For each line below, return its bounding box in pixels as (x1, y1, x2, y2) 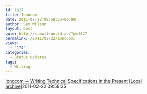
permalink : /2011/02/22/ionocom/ (5, 36, 76, 41)
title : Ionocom (5, 12, 38, 17)
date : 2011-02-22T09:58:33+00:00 (5, 17, 76, 22)
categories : (5, 50, 30, 55)
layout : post (5, 26, 33, 32)
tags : (5, 59, 17, 65)
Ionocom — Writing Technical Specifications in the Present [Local (5, 78, 142, 84)
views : (5, 41, 19, 46)
